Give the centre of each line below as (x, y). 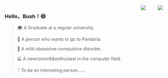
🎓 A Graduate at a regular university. (56, 28)
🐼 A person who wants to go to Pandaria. (59, 39)
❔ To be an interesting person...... (51, 70)
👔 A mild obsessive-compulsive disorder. (59, 49)
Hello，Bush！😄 (25, 16)
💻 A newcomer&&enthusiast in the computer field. (69, 59)
